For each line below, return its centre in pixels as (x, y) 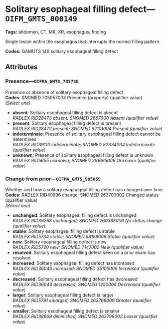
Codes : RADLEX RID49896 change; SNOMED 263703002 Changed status (82, 195)
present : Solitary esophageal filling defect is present (67, 123)
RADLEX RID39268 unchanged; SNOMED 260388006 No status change (87, 220)
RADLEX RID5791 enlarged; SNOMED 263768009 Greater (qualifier (82, 300)
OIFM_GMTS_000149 (41, 19)
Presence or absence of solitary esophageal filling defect (64, 92)
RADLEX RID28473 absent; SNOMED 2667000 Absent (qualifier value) (86, 118)
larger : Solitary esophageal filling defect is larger (63, 295)
